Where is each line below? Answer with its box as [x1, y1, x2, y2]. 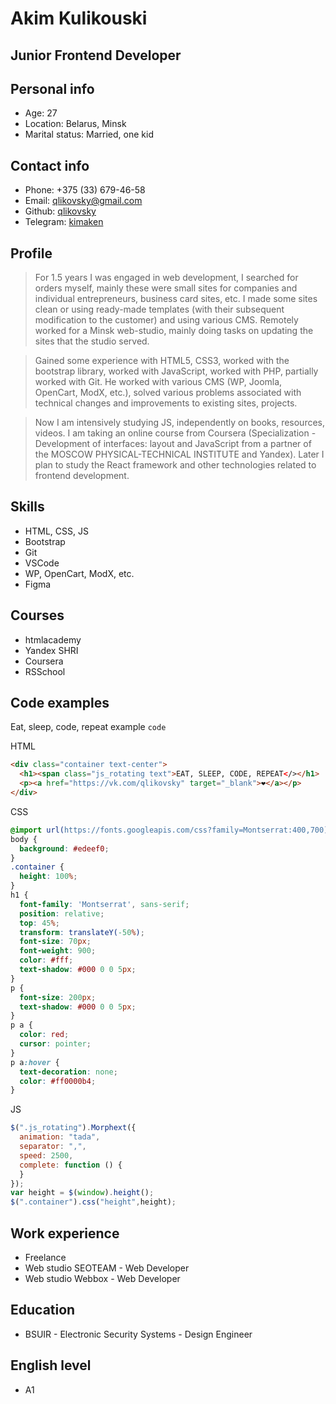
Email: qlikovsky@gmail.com [24, 195, 143, 207]
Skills [10, 498, 45, 516]
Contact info [10, 157, 90, 174]
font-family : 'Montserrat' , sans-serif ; [19, 899, 190, 909]
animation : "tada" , [19, 1132, 101, 1142]
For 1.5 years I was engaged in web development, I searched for [34, 272, 299, 284]
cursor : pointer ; [19, 1039, 92, 1049]
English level [10, 1357, 92, 1374]
